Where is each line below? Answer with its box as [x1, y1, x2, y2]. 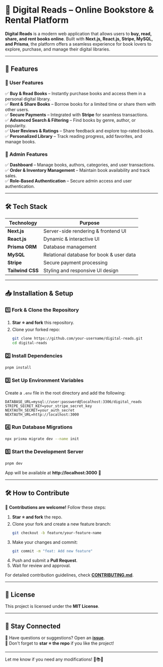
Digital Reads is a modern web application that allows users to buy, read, [5, 31, 152, 36]
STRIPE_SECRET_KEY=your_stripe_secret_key [5, 403, 92, 408]
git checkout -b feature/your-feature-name [12, 530, 102, 535]
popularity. [5, 122, 27, 128]
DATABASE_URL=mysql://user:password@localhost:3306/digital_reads [5, 399, 142, 404]
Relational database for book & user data [43, 251, 136, 258]
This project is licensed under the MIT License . [5, 603, 99, 609]
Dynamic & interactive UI [43, 235, 99, 242]
